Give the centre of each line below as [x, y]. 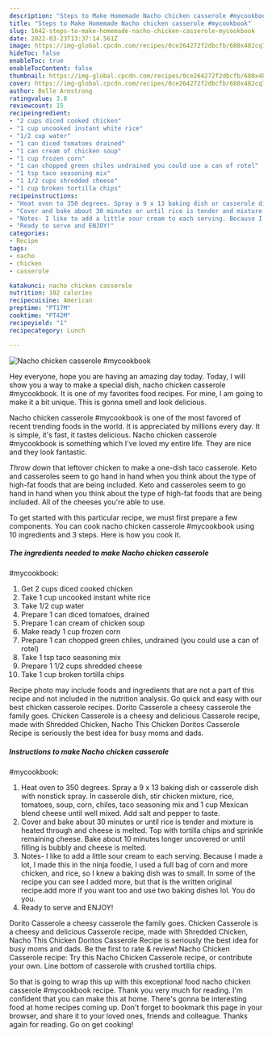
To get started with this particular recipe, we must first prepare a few [123, 517]
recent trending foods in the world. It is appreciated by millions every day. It [135, 426]
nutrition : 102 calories [51, 293]
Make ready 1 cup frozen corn [71, 632]
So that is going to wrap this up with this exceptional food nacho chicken [130, 982]
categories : [29, 234]
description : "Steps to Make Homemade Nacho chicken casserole [118, 16]
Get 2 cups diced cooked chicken [77, 589]
